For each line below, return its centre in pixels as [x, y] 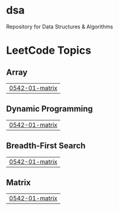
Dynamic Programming [49, 109]
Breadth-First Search [46, 146]
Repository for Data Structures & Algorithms [60, 27]
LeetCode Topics [49, 50]
